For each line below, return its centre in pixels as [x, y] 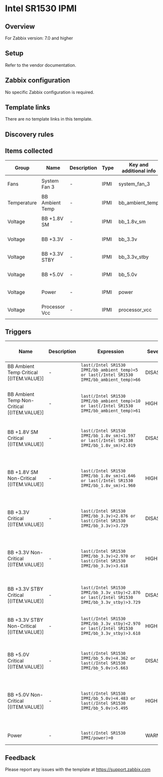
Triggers [18, 332]
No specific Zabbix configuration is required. [50, 92]
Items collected [29, 151]
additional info [139, 171]
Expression [111, 352]
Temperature [22, 202]
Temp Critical [23, 373]
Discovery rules [30, 134]
